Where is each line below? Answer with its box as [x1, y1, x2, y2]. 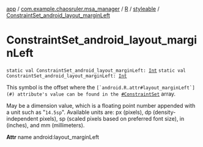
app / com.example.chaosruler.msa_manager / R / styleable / [6, 6, 160, 12]
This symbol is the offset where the [6, 83, 95, 91]
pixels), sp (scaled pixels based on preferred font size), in [39, 115, 185, 122]
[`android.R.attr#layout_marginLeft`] [96, 85, 196, 91]
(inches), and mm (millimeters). [6, 121, 85, 129]
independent [6, 115, 39, 122]
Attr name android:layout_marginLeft [6, 133, 99, 140]
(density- [152, 108, 176, 116]
